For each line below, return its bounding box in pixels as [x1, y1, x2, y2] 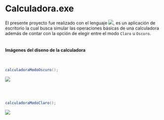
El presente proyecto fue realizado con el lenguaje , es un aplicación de [5, 20, 156, 26]
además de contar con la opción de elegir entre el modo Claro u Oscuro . [5, 30, 151, 36]
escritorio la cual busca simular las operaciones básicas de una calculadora [5, 25, 160, 31]
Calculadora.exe [5, 3, 74, 14]
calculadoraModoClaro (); [5, 101, 56, 106]
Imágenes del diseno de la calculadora [5, 47, 85, 53]
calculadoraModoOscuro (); [5, 68, 58, 73]
